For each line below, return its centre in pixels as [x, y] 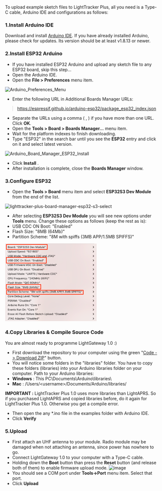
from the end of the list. [36, 197]
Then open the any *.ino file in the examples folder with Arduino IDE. [81, 413]
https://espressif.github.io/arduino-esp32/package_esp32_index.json [87, 108]
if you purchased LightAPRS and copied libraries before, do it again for [76, 398]
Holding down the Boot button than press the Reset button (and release [84, 463]
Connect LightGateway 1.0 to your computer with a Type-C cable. [78, 458]
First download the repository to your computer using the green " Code [83, 352]
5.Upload [16, 431]
